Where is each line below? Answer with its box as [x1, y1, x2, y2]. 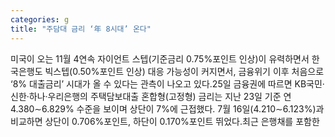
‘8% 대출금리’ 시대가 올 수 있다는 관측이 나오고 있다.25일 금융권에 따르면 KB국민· [10, 77, 325, 90]
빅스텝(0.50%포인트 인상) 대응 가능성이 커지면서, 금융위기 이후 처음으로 [44, 65, 325, 77]
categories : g [10, 14, 70, 25]
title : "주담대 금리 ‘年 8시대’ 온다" [10, 24, 152, 34]
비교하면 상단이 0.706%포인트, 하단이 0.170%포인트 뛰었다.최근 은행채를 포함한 [10, 115, 320, 127]
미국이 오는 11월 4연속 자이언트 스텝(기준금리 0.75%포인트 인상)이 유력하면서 [10, 52, 310, 65]
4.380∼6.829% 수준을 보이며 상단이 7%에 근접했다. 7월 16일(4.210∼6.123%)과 [10, 102, 325, 115]
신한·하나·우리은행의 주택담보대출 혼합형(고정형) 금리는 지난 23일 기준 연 [10, 90, 292, 102]
